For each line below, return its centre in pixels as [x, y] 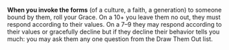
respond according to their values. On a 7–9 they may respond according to [114, 24]
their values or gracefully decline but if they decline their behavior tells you [113, 32]
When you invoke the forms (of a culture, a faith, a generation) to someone [114, 10]
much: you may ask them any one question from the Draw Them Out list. [110, 39]
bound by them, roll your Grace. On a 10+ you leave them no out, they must [114, 17]
